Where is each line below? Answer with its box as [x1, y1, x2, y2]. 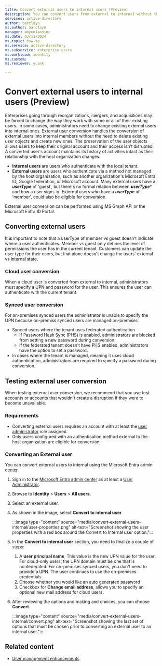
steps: [12, 543, 25, 550]
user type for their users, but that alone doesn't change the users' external [5, 250, 153, 257]
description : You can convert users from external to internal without [5, 12, 152, 16]
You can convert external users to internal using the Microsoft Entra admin [5, 462, 153, 467]
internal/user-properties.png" [12, 524, 71, 530]
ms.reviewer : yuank [5, 61, 44, 66]
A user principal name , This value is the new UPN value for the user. [19, 553, 156, 559]
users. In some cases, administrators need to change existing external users [5, 123, 157, 129]
